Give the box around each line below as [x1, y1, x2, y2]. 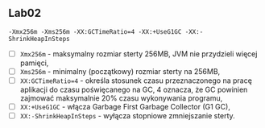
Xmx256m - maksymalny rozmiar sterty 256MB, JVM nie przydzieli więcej [19, 48, 258, 59]
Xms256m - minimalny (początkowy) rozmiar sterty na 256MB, [19, 66, 221, 76]
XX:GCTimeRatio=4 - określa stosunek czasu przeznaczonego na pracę [19, 76, 252, 85]
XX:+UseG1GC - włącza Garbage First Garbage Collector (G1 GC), [19, 102, 231, 111]
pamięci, [19, 58, 49, 68]
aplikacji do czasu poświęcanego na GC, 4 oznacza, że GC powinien [19, 85, 248, 94]
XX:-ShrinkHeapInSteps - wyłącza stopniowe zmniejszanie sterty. [19, 111, 235, 121]
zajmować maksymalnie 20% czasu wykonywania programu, [19, 93, 223, 103]
